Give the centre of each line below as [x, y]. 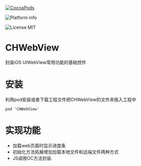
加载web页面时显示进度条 [39, 145]
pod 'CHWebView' [22, 109]
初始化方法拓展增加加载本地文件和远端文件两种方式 [65, 152]
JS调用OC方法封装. [32, 158]
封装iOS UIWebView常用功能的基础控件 [46, 62]
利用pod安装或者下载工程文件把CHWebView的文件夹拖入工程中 [71, 99]
